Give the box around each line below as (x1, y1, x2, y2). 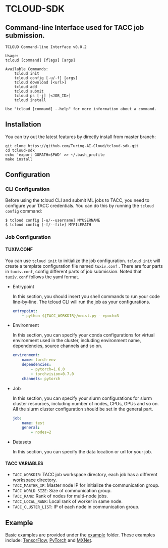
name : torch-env (22, 357, 56, 362)
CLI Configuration (5, 186, 50, 193)
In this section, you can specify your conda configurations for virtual (12, 332, 155, 338)
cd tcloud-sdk (5, 148, 35, 153)
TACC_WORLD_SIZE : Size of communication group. (12, 488, 112, 494)
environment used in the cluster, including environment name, (12, 338, 141, 344)
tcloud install (14, 98, 46, 103)
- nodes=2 (31, 430, 51, 435)
